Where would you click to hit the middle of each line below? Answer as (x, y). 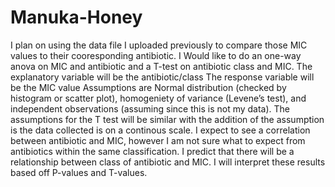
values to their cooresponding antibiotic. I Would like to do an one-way (156, 55)
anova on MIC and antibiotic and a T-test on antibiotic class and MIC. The (161, 66)
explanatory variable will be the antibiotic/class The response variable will (162, 77)
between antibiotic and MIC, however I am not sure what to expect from (158, 140)
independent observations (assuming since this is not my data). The (150, 108)
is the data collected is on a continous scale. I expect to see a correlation (160, 130)
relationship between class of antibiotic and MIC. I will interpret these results (168, 162)
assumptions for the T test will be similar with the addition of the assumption (167, 119)
